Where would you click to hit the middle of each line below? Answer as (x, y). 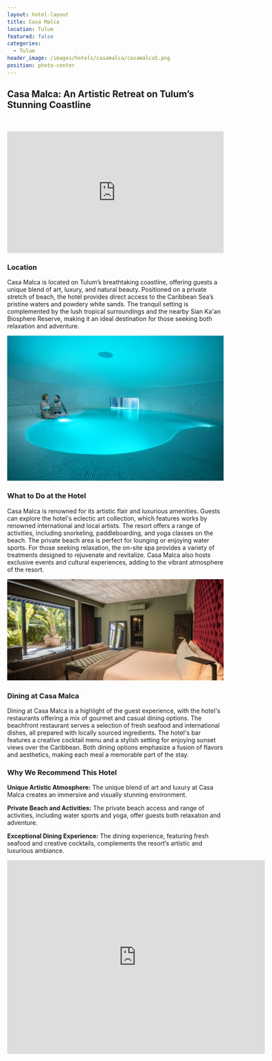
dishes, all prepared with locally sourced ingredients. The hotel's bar (104, 733)
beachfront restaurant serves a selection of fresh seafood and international (113, 725)
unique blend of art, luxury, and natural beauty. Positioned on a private (107, 290)
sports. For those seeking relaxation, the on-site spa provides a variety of (111, 547)
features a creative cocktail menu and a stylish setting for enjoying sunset (112, 739)
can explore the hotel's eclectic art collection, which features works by (107, 518)
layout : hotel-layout (38, 14)
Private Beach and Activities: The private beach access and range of (106, 808)
